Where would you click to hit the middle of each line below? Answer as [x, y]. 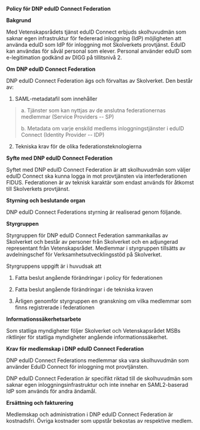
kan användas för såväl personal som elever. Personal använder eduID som [99, 51]
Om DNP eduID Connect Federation [51, 69]
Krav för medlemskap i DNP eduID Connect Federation [75, 349]
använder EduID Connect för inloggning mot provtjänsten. [77, 367]
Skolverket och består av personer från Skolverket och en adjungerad [92, 242]
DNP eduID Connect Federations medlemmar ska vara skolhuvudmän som [98, 360]
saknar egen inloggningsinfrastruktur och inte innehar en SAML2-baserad [97, 385]
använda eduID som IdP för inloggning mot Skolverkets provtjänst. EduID [96, 45]
